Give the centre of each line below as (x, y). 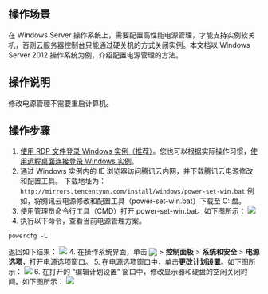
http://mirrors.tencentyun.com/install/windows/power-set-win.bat (132, 192)
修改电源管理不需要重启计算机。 (61, 103)
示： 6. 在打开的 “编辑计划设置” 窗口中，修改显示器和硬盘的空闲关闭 (125, 272)
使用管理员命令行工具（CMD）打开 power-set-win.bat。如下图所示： (133, 211)
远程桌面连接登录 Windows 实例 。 (83, 161)
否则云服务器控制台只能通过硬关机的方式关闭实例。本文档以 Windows (136, 45)
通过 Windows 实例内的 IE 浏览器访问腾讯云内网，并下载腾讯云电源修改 (136, 171)
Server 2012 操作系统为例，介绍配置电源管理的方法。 (96, 55)
